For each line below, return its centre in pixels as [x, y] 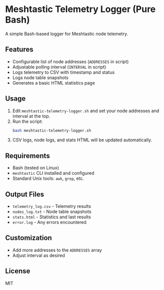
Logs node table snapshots [40, 77]
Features [19, 49]
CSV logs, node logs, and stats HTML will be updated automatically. [82, 140]
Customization [29, 238]
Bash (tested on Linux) [35, 168]
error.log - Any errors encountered [49, 222]
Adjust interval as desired [38, 255]
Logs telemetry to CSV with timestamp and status [63, 72]
